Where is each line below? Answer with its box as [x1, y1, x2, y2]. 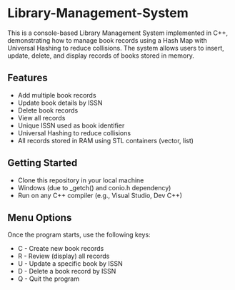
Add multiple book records [17, 90, 96, 99]
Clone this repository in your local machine [17, 176, 144, 185]
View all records [17, 113, 66, 122]
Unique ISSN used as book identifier [17, 121, 125, 130]
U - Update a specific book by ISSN [17, 259, 123, 268]
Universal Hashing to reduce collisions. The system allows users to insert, [7, 43, 225, 52]
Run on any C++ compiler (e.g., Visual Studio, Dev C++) [17, 191, 183, 200]
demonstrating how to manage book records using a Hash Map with [7, 36, 207, 44]
